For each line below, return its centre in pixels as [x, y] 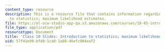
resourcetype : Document [29, 32]
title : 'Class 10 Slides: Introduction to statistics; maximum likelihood [83, 37]
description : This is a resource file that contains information [73, 14]
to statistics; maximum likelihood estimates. [58, 18]
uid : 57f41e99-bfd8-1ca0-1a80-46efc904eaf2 [50, 41]
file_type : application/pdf [34, 28]
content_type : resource [29, 9]
